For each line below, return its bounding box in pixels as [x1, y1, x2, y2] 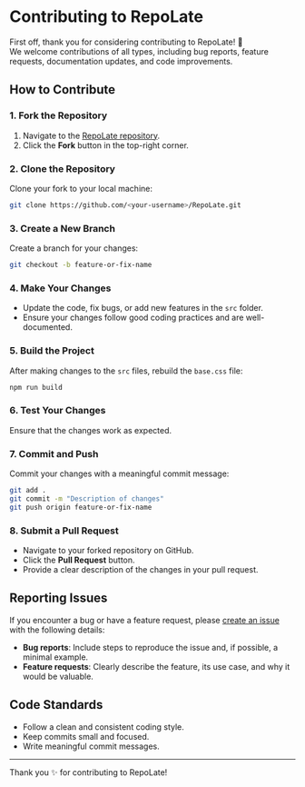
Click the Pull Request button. [22, 554, 135, 565]
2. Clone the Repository [9, 162, 116, 174]
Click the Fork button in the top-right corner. [22, 139, 189, 151]
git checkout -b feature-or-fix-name [9, 261, 152, 270]
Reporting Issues [9, 591, 108, 606]
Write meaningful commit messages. [22, 741, 161, 752]
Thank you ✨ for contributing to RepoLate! [9, 766, 168, 778]
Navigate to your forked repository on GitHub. [22, 544, 194, 555]
